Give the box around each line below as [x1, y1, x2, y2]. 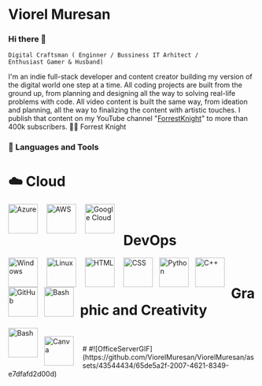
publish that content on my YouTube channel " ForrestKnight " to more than [8, 114, 248, 123]
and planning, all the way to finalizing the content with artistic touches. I [8, 105, 241, 115]
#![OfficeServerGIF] [88, 344, 153, 354]
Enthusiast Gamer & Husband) [8, 58, 104, 66]
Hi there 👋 [8, 34, 47, 45]
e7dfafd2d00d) [8, 369, 57, 379]
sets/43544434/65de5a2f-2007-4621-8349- [82, 361, 230, 370]
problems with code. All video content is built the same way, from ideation [8, 97, 248, 107]
